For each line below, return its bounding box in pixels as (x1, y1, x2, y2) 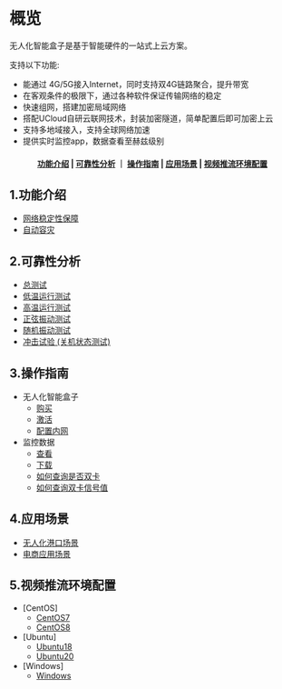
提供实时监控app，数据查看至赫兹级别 (22, 135, 165, 146)
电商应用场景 (22, 548, 71, 559)
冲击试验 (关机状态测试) (22, 336, 111, 347)
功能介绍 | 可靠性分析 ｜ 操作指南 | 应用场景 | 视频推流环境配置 (36, 158, 268, 169)
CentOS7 (35, 612, 71, 623)
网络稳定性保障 (22, 213, 79, 224)
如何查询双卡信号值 (35, 482, 109, 493)
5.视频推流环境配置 (9, 578, 116, 594)
